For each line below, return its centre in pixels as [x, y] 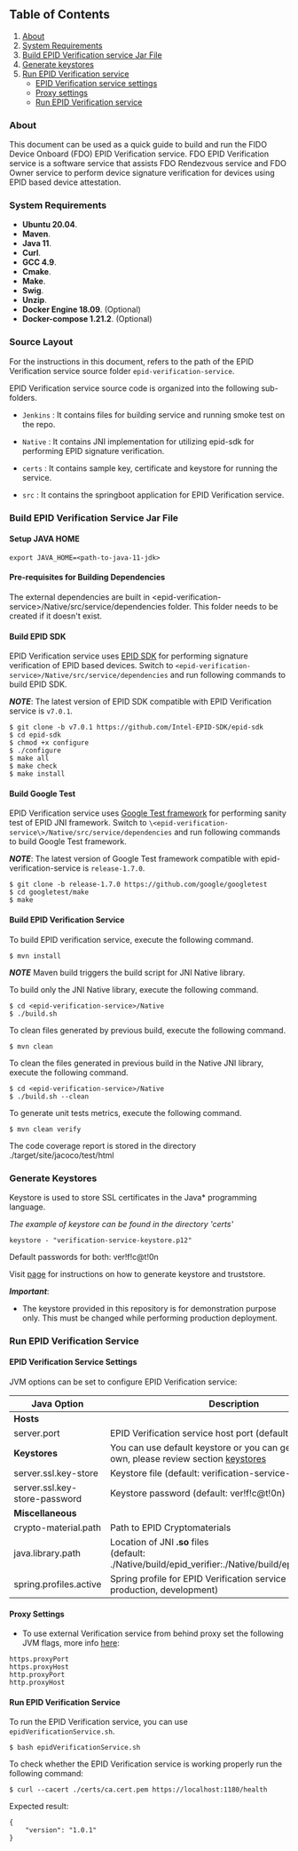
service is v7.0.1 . [41, 711]
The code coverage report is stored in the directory [103, 1145]
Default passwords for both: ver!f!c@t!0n [84, 1257]
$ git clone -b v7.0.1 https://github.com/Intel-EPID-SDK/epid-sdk [137, 728]
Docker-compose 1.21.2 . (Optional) [87, 319]
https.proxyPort [39, 1660]
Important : [29, 1291]
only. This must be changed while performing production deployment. [149, 1318]
